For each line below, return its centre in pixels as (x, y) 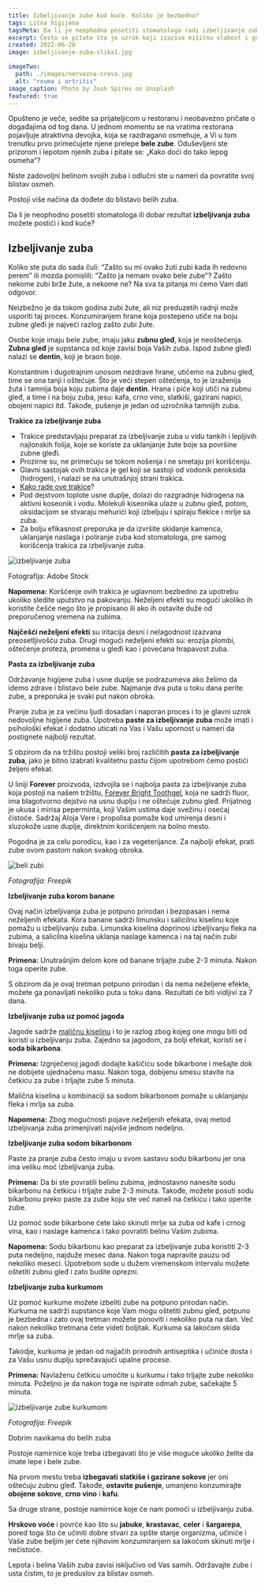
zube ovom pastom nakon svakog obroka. (76, 850)
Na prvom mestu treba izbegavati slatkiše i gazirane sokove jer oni (118, 1477)
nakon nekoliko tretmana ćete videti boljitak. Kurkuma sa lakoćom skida (124, 1328)
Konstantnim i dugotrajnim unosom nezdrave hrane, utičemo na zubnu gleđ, (131, 372)
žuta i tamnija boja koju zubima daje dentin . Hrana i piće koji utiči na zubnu (130, 389)
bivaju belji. (27, 945)
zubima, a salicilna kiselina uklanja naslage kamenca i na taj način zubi (123, 937)
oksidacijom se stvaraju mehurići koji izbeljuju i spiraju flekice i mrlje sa (135, 512)
